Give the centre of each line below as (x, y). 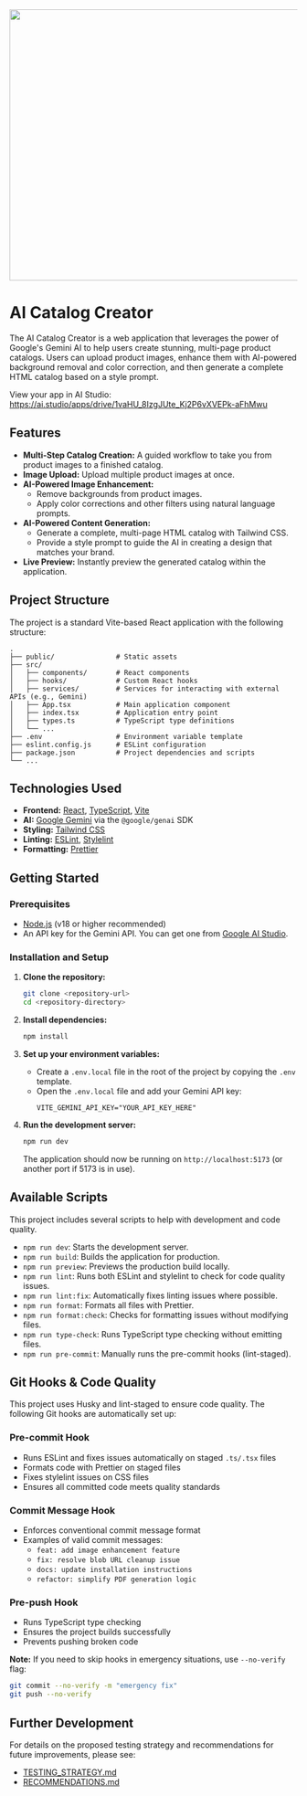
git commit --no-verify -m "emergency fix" (94, 1686)
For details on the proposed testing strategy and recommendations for (142, 1745)
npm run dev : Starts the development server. (106, 1247)
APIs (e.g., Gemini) (49, 697)
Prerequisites (40, 903)
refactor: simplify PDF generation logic (116, 1579)
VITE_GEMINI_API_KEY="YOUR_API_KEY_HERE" (116, 1108)
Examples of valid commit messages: (92, 1540)
